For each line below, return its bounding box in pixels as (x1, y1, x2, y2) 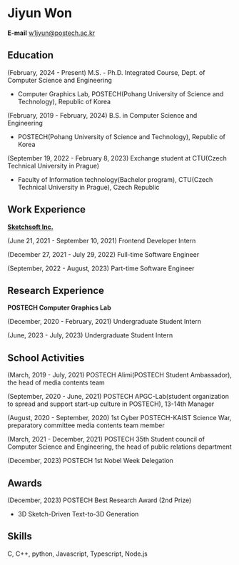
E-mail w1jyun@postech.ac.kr (7, 29, 96, 37)
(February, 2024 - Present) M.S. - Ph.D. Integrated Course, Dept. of (7, 68, 205, 76)
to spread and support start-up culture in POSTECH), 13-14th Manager (7, 399, 215, 408)
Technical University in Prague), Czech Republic (17, 183, 160, 191)
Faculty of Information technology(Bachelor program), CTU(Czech (17, 175, 213, 183)
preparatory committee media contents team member (7, 421, 166, 429)
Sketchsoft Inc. (7, 223, 54, 231)
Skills (7, 530, 32, 543)
